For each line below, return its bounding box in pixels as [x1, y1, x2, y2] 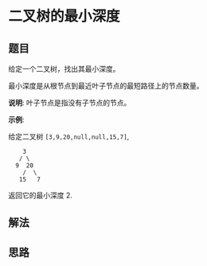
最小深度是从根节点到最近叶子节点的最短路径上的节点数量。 [8, 81, 204, 90]
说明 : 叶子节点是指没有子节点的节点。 [8, 98, 131, 108]
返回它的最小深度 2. [8, 190, 73, 200]
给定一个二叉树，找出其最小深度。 [8, 65, 120, 73]
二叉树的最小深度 [8, 7, 121, 25]
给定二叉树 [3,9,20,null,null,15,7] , [8, 132, 130, 141]
